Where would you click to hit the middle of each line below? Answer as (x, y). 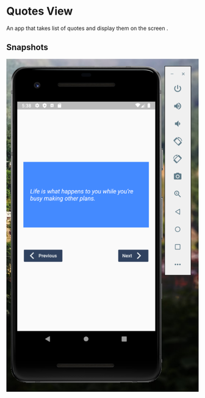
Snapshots (27, 47)
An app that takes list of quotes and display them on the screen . (87, 28)
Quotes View (40, 11)
